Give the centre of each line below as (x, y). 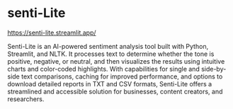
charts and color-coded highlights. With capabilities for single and (103, 69)
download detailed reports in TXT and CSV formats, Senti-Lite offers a (110, 84)
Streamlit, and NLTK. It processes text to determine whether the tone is (111, 54)
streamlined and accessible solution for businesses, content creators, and (115, 91)
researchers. (26, 99)
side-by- (214, 69)
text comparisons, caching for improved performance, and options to (122, 76)
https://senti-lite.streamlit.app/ (52, 33)
